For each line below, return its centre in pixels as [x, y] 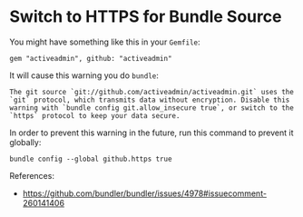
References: [32, 175]
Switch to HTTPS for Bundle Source [146, 17]
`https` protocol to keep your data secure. [95, 115]
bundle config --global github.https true [91, 159]
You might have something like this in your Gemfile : [105, 42]
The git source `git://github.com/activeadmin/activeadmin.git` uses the [152, 92]
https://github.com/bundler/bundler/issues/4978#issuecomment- [145, 193]
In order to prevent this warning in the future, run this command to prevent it [151, 133]
